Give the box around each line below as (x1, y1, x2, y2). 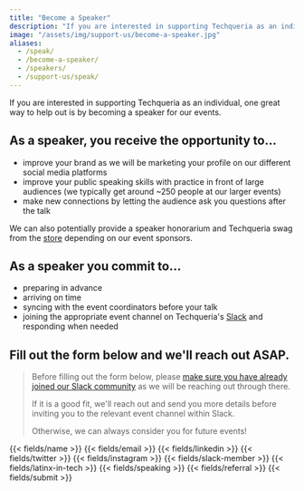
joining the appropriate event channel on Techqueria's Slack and (22, 312, 263, 323)
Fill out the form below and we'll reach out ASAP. (9, 347, 290, 362)
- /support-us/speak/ (17, 72, 100, 82)
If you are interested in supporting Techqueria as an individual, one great (9, 97, 280, 108)
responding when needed (22, 321, 119, 332)
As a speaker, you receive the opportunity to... (9, 133, 278, 149)
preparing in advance (22, 283, 102, 294)
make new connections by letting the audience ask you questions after (22, 196, 287, 207)
